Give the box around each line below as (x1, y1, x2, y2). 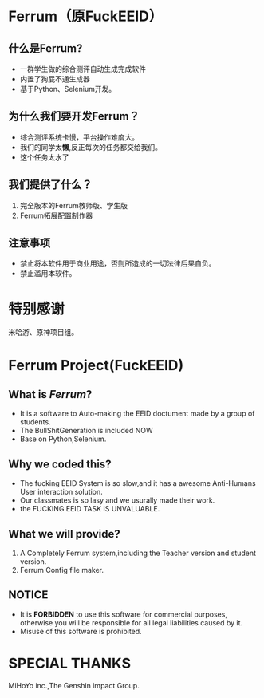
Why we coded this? (8, 457, 112, 471)
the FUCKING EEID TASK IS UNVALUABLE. (19, 504, 160, 514)
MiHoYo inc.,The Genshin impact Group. (8, 680, 140, 690)
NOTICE (8, 588, 49, 602)
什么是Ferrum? (8, 41, 83, 55)
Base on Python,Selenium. (19, 434, 107, 444)
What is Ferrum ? (8, 388, 93, 401)
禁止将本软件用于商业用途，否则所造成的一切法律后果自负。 (19, 258, 216, 268)
